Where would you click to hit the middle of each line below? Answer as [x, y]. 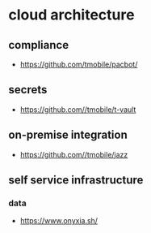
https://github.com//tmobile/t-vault [78, 109]
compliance [39, 45]
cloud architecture [71, 15]
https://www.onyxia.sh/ [59, 221]
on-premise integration [68, 135]
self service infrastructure [76, 180]
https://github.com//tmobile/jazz [74, 154]
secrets [28, 90]
